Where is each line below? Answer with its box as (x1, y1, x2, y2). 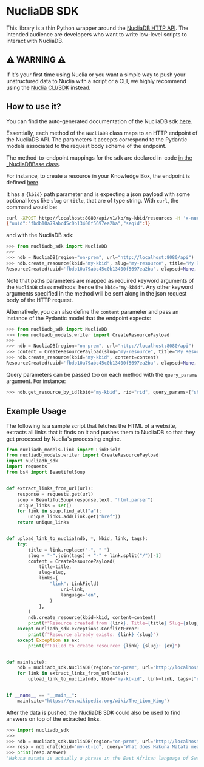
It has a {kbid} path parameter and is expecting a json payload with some (6, 190, 190, 198)
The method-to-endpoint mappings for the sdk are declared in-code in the (6, 154, 192, 161)
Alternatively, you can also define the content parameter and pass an (6, 308, 179, 315)
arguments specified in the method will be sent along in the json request (6, 289, 187, 297)
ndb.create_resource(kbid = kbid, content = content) (28, 615, 156, 621)
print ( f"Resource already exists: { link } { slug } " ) (28, 631, 159, 638)
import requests (6, 464, 47, 470)
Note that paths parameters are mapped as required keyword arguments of (6, 277, 194, 284)
